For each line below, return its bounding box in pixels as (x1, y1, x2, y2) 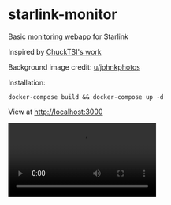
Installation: (8, 78, 46, 87)
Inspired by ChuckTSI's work (8, 47, 102, 56)
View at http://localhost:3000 (8, 107, 103, 116)
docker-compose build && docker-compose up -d (8, 93, 164, 101)
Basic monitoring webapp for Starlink (8, 32, 128, 41)
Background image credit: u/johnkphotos (8, 62, 140, 72)
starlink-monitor (8, 6, 117, 24)
